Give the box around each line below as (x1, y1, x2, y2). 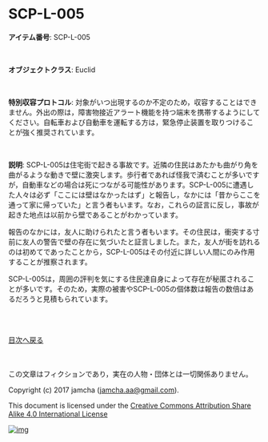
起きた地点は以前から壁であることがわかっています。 (8, 210, 182, 219)
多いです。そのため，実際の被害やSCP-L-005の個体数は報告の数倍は (22, 283, 247, 293)
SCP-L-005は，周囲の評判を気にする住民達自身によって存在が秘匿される (8, 274, 248, 283)
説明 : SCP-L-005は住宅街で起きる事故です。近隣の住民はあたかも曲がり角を (8, 159, 258, 169)
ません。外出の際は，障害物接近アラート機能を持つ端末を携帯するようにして (8, 107, 261, 117)
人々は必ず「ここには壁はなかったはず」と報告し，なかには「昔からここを (14, 190, 261, 199)
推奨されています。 (35, 127, 99, 137)
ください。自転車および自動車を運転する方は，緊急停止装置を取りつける (8, 117, 247, 127)
